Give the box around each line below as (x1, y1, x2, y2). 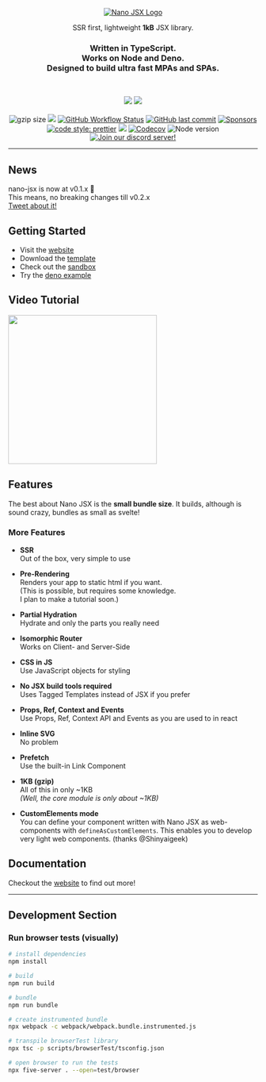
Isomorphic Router (19, 633, 83, 643)
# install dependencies (8, 950, 87, 958)
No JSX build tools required (19, 681, 112, 691)
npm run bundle (8, 1001, 59, 1009)
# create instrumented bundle (8, 1015, 108, 1023)
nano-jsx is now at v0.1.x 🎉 (8, 184, 95, 194)
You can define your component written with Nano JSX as (19, 817, 209, 826)
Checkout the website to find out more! (8, 878, 136, 888)
